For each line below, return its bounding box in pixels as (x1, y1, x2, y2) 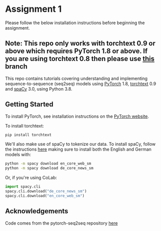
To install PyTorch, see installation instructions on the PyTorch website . (5, 113, 149, 119)
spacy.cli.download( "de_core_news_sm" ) (5, 189, 87, 194)
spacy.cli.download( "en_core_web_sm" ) (5, 193, 85, 198)
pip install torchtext (5, 132, 52, 137)
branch (5, 63, 28, 71)
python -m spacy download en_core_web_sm (5, 161, 92, 166)
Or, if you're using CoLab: (5, 175, 58, 181)
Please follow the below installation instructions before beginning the (5, 20, 145, 26)
